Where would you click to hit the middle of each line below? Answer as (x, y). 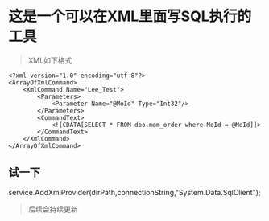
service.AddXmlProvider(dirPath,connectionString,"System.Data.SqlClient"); (134, 192)
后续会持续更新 (53, 209)
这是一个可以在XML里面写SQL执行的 (130, 16)
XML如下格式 (50, 60)
